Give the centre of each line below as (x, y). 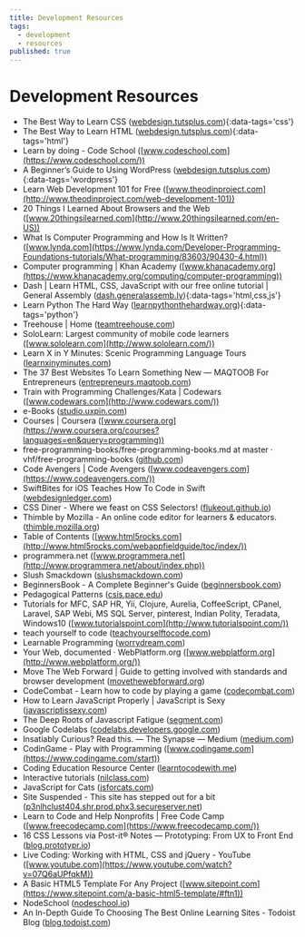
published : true (40, 52)
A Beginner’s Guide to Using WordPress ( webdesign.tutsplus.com (145, 170)
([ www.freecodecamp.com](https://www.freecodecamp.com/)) (141, 826)
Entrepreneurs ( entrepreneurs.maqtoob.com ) (107, 382)
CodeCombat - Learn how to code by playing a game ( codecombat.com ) (159, 691)
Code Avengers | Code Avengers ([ (88, 469)
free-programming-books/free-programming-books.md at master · (148, 449)
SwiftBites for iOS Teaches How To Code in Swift (114, 488)
